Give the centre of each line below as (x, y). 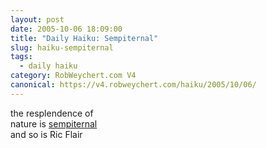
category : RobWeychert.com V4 (73, 76)
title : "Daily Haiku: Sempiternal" (84, 38)
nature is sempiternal (54, 123)
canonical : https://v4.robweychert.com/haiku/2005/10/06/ (133, 85)
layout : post (37, 19)
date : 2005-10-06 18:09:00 (66, 29)
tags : (21, 57)
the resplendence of (52, 113)
